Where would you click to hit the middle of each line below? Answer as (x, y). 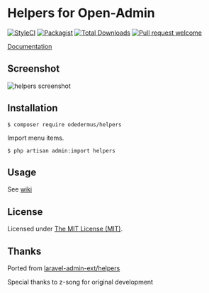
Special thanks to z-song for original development (80, 282)
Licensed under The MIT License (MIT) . (65, 229)
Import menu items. (36, 138)
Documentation (30, 46)
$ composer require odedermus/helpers (64, 125)
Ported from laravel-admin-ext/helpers (64, 268)
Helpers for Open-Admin (81, 13)
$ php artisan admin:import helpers (61, 150)
